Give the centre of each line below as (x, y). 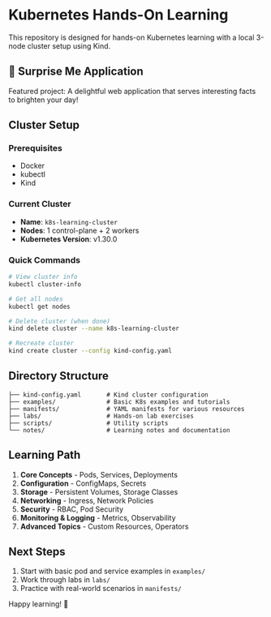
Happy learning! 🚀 (39, 604)
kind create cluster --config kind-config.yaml (90, 351)
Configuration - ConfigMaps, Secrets (83, 483)
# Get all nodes (36, 299)
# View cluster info (43, 277)
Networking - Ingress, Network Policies (87, 500)
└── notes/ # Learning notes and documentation (119, 430)
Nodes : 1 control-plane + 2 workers (80, 230)
